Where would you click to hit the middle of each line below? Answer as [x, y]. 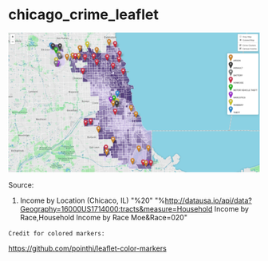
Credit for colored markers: [57, 233]
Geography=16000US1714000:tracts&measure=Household [116, 208]
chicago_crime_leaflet [84, 15]
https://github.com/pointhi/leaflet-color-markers [88, 248]
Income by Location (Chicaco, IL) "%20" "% [93, 200]
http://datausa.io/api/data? [209, 200]
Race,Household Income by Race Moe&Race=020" [103, 217]
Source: [21, 184]
